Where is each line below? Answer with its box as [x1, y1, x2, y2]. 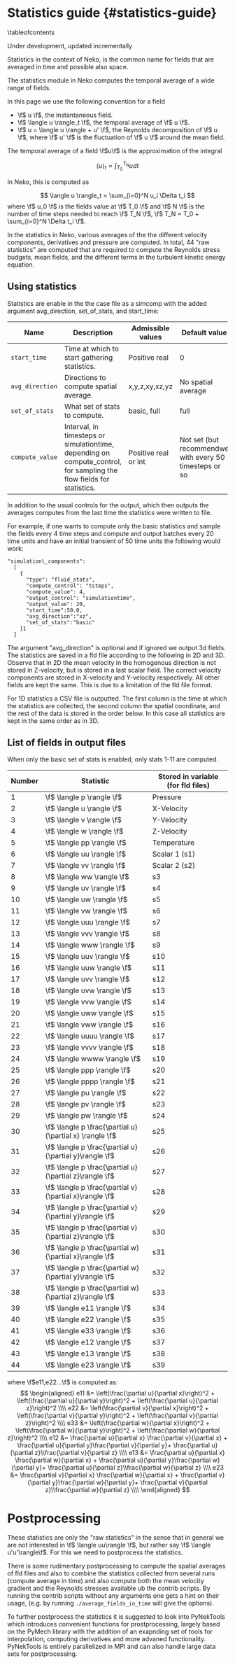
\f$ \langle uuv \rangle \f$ [45, 952, 131, 962]
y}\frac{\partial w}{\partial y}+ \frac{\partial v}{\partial [52, 1478, 208, 1487]
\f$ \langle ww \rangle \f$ [45, 872, 129, 882]
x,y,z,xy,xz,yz [128, 381, 173, 391]
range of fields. [7, 83, 51, 92]
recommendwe [179, 443, 229, 453]
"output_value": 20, [25, 600, 86, 607]
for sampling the [64, 465, 118, 475]
